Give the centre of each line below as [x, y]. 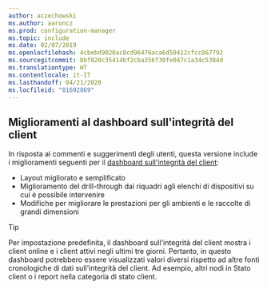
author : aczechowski [43, 16]
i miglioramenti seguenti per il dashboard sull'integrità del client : [114, 162]
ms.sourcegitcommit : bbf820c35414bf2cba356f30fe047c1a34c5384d [116, 61]
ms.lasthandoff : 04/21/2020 [55, 82]
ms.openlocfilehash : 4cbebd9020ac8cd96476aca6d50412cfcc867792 [116, 53]
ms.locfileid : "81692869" [51, 90]
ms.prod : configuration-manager [62, 30]
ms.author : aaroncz [41, 23]
